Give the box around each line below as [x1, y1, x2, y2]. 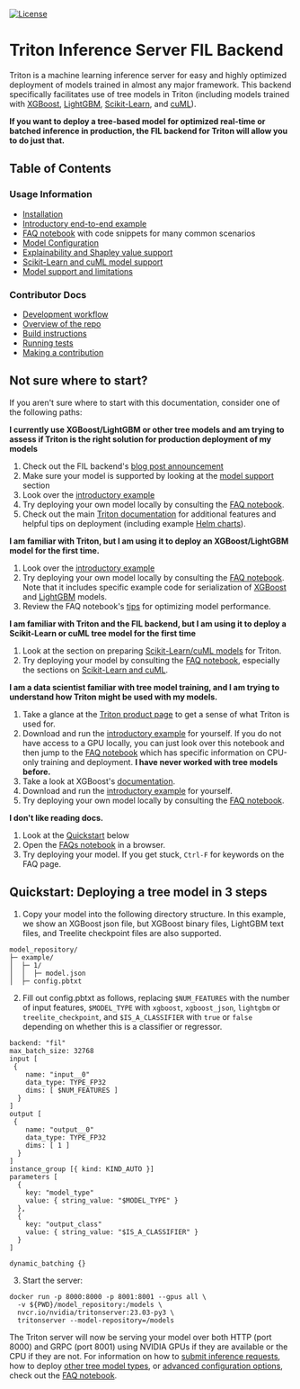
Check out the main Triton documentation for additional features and [22, 509, 277, 519]
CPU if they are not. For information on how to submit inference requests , [9, 1350, 281, 1361]
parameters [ [9, 1172, 58, 1181]
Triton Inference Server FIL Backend [9, 41, 284, 60]
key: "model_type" [25, 1188, 94, 1197]
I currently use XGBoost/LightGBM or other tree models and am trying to [9, 424, 285, 435]
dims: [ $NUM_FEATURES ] [25, 1086, 119, 1095]
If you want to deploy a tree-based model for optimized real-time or [9, 115, 266, 126]
